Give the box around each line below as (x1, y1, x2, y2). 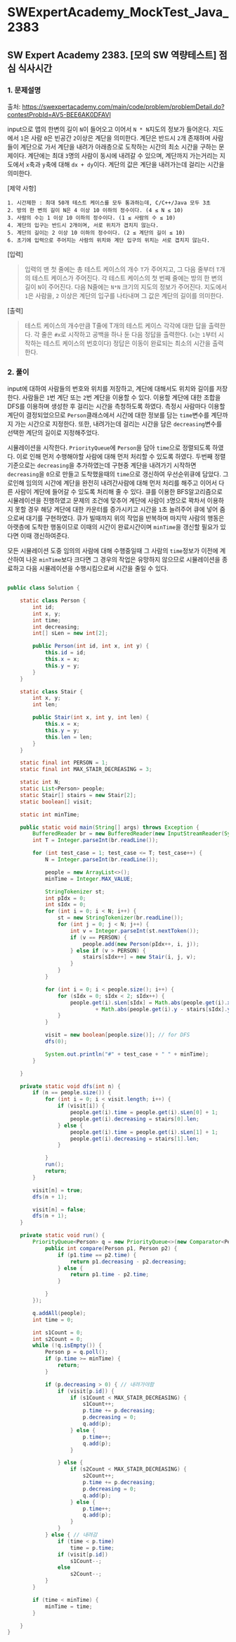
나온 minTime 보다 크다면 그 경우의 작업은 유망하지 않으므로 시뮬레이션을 (25, 555, 221, 564)
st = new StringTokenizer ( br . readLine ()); (57, 914, 184, 922)
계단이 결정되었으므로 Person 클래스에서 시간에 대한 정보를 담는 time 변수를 (7, 411, 209, 419)
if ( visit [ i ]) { (57, 1102, 105, 1110)
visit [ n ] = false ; (32, 1206, 86, 1213)
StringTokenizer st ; (44, 888, 105, 895)
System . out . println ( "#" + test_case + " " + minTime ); (44, 1051, 209, 1058)
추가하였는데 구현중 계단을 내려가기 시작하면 (76, 461, 197, 469)
